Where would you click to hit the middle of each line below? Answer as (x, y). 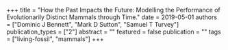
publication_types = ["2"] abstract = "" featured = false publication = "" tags (114, 32)
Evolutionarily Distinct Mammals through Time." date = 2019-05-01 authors (112, 17)
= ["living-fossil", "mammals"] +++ (55, 39)
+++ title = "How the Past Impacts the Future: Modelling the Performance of (113, 10)
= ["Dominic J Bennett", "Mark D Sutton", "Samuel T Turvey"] (93, 24)
